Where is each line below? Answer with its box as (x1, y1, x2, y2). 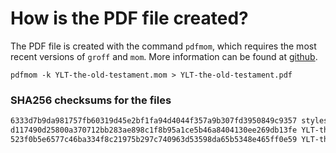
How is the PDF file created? (10, 7, 249, 30)
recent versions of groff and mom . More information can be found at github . (10, 50, 318, 62)
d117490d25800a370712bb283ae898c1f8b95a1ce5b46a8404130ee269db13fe (10, 125, 298, 136)
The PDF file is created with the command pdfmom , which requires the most (10, 40, 317, 52)
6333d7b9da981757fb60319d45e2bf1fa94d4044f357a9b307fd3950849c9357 (10, 116, 298, 126)
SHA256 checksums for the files (10, 93, 172, 107)
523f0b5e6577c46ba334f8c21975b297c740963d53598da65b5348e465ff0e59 (10, 134, 298, 144)
